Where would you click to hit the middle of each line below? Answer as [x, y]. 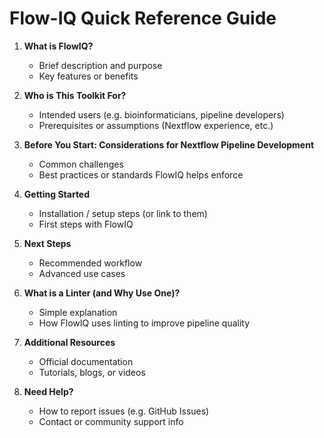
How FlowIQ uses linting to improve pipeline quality [144, 323]
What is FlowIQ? [58, 46]
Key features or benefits [88, 76]
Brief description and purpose [100, 65]
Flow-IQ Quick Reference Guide [143, 18]
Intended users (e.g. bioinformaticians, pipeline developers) [161, 114]
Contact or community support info [111, 421]
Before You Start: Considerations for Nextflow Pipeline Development [169, 144]
